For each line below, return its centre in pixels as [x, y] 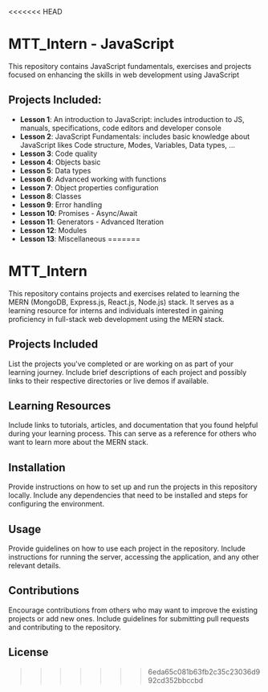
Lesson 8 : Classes [51, 196]
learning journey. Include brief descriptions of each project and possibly [128, 372]
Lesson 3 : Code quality [59, 153]
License [28, 652]
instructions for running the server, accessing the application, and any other [134, 556]
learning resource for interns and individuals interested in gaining [116, 310]
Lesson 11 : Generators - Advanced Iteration [92, 222]
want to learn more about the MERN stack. [78, 442]
